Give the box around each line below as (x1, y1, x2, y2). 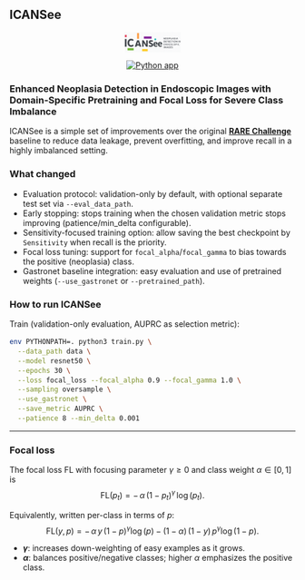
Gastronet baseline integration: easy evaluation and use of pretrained (22, 265, 282, 276)
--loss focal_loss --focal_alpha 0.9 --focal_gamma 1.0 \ (17, 376, 242, 385)
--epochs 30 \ (17, 366, 71, 375)
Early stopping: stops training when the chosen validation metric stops (22, 208, 286, 219)
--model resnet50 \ (17, 356, 92, 366)
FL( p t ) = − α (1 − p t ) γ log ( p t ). (100, 488, 205, 503)
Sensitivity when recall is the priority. (22, 236, 167, 248)
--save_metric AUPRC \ (17, 404, 103, 414)
